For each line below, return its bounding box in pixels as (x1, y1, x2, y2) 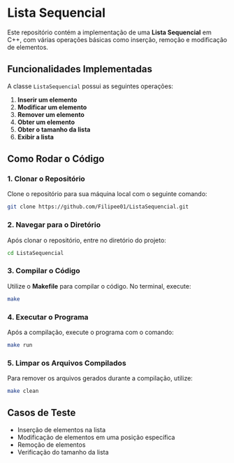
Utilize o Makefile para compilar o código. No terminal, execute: (7, 282, 191, 290)
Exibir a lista (17, 132, 54, 141)
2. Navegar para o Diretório (7, 220, 101, 230)
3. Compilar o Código (7, 266, 80, 276)
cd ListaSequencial (7, 249, 64, 256)
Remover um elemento (17, 110, 85, 118)
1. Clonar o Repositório (7, 174, 85, 184)
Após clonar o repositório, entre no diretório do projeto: (7, 236, 166, 244)
